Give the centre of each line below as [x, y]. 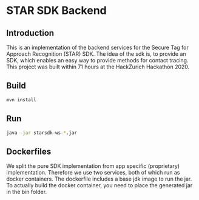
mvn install [21, 100]
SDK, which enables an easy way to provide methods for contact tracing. [97, 60]
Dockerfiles [29, 151]
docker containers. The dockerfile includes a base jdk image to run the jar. [99, 179]
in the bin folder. [27, 192]
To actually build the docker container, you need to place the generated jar [99, 185]
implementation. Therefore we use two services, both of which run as [93, 173]
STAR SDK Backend [57, 11]
